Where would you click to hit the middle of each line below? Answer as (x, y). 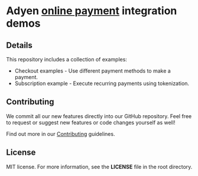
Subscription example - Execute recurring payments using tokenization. (102, 83)
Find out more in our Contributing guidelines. (61, 133)
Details (19, 45)
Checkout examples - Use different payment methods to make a (93, 71)
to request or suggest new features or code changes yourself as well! (91, 122)
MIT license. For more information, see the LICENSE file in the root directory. (99, 167)
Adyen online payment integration (92, 11)
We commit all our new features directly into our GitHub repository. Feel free (99, 116)
